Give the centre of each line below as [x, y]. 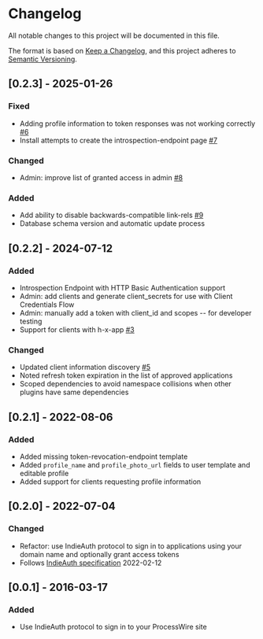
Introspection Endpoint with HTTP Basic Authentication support [122, 287]
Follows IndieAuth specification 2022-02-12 [91, 563]
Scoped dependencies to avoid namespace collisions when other [126, 384]
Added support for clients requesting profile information [110, 482]
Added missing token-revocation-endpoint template [104, 456]
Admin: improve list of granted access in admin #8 [101, 177]
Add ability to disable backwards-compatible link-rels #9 [111, 215]
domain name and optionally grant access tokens [99, 554]
